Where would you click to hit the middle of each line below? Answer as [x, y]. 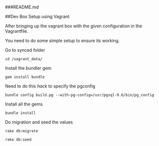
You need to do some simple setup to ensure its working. [62, 41]
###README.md [22, 7]
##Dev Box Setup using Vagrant [37, 16]
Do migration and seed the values [39, 122]
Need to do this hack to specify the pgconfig [50, 86]
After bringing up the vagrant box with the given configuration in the [74, 26]
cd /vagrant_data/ [24, 59]
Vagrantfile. [17, 31]
